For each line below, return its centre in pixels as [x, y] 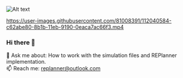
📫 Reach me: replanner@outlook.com [53, 68]
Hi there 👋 [21, 42]
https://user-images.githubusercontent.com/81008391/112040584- [89, 21]
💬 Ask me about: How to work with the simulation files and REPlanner [91, 55]
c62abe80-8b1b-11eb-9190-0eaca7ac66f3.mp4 [65, 27]
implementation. [26, 62]
